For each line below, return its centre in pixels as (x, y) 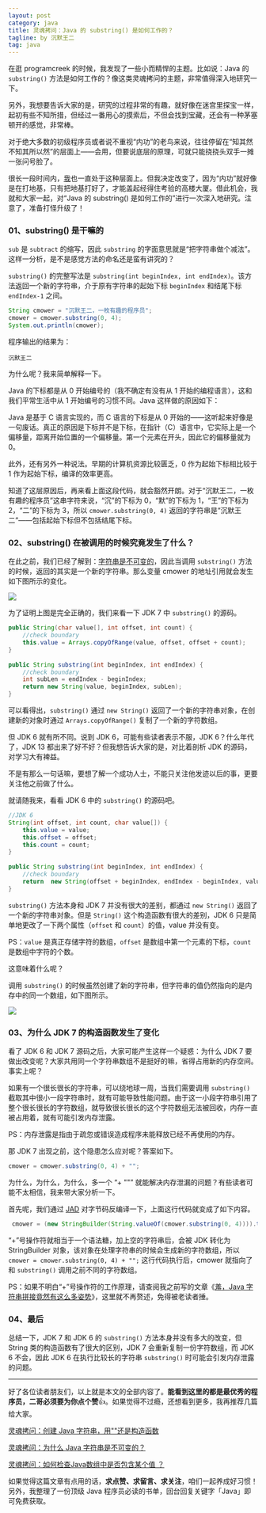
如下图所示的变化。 (40, 581)
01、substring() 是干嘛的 (56, 230)
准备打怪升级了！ (57, 208)
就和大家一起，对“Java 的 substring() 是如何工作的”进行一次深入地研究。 (127, 198)
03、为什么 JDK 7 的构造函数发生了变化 (84, 1032)
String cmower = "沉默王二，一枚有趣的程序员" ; (80, 311)
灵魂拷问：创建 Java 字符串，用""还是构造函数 (84, 1431)
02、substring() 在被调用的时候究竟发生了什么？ (101, 542)
